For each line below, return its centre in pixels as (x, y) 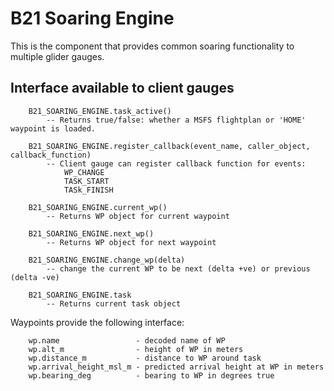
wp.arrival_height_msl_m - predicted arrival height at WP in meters (176, 367)
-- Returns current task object (114, 303)
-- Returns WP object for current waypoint (138, 216)
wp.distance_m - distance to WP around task (145, 358)
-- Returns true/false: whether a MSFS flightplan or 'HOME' (176, 120)
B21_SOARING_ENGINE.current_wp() (98, 207)
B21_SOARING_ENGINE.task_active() (100, 111)
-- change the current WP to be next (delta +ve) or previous (178, 268)
